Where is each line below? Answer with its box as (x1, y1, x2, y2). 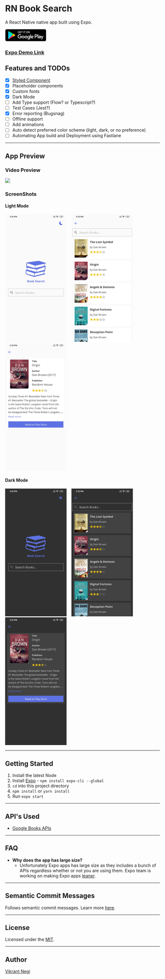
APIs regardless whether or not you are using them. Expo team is (19, 867, 151, 873)
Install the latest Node (12, 773, 56, 778)
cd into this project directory (12, 783, 69, 789)
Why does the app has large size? (12, 857, 82, 863)
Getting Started (5, 759, 54, 768)
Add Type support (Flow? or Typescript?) (12, 99, 96, 105)
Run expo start (12, 793, 44, 799)
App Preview (5, 152, 45, 160)
